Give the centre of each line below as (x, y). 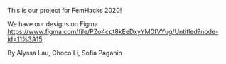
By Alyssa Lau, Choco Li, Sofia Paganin (65, 53)
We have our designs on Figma (53, 24)
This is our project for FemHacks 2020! (65, 10)
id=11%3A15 (25, 39)
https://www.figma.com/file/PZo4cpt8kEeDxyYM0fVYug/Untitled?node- (113, 32)
